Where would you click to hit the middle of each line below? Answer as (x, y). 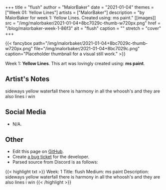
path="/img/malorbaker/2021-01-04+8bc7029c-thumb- (90, 43)
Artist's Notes (27, 79)
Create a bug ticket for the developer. (51, 157)
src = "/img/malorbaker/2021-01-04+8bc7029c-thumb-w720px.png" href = (83, 23)
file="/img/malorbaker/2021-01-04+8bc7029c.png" (87, 48)
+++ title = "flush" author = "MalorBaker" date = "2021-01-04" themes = (80, 7)
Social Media (26, 112)
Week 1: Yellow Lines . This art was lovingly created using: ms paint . (75, 63)
